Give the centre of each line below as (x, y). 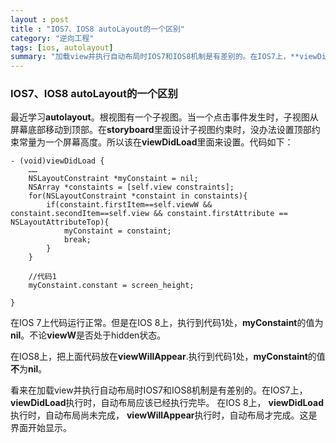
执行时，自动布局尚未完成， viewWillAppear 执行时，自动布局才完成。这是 (164, 415)
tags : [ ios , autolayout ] (62, 47)
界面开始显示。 (41, 428)
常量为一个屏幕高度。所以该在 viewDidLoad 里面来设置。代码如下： (156, 142)
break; (77, 240)
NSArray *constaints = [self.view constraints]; (131, 187)
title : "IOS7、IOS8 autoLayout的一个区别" (97, 29)
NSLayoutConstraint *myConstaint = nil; (113, 179)
